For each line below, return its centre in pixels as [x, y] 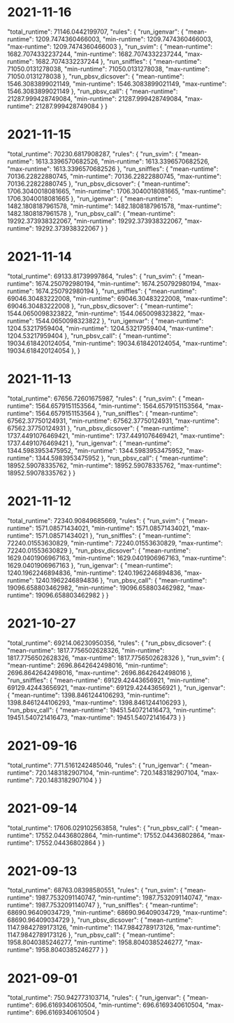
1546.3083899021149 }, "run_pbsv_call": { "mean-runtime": [93, 91]
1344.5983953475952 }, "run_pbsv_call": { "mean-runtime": [122, 458]
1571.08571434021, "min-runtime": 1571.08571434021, [113, 528]
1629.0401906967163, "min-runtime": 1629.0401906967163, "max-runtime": [117, 557]
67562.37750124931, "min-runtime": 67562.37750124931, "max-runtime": [114, 421]
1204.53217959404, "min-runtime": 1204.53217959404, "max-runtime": [110, 328]
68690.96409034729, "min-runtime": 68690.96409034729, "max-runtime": [117, 913]
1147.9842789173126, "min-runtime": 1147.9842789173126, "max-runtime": [114, 928]
